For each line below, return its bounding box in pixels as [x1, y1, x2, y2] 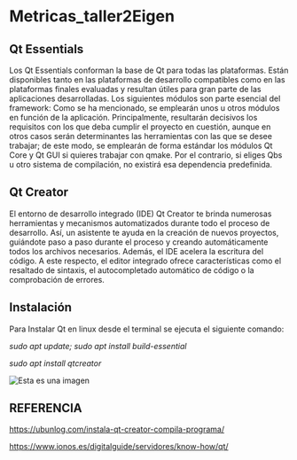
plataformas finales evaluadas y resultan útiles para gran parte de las [9, 84, 262, 94]
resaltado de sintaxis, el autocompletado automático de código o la [9, 264, 254, 276]
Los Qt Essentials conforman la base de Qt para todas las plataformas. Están [9, 65, 289, 75]
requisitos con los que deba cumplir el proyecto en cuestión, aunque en [9, 121, 271, 132]
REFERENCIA [9, 401, 82, 416]
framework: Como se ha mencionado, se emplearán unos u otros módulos [9, 103, 280, 113]
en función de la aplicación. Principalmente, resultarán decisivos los [9, 113, 258, 122]
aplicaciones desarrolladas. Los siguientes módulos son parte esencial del [9, 93, 281, 104]
